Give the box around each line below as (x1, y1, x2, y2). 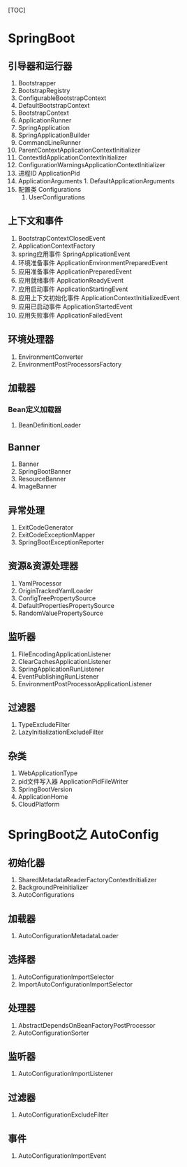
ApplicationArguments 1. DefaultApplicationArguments (17, 177, 175, 185)
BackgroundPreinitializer (17, 883, 89, 891)
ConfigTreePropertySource (17, 594, 96, 602)
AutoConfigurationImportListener (17, 1070, 114, 1078)
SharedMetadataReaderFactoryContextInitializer (17, 876, 157, 884)
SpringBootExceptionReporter (17, 538, 104, 546)
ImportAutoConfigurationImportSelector (17, 979, 133, 989)
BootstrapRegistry (17, 87, 70, 94)
